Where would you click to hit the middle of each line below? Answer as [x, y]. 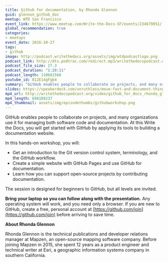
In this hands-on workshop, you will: [42, 143]
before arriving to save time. [86, 215]
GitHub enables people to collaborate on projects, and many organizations [82, 117]
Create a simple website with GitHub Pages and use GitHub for [77, 163]
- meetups [15, 38]
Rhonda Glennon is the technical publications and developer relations [77, 234]
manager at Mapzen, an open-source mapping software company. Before [81, 239]
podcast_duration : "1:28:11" [35, 71]
